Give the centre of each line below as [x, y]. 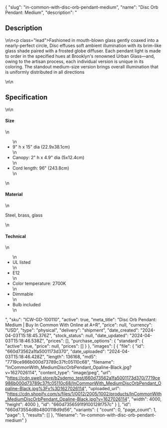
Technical [16, 236]
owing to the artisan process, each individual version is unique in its [75, 61]
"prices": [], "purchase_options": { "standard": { [95, 341]
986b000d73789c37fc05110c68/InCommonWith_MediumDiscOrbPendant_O [83, 383]
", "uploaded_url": [102, 389]
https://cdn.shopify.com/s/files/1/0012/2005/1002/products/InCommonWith [84, 394]
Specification [26, 98]
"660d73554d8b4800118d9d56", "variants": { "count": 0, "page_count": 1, [81, 410]
